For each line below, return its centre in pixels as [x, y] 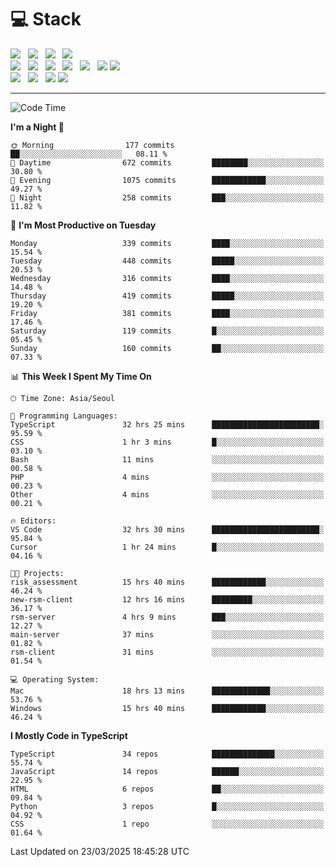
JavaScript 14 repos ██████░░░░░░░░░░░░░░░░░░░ [167, 771]
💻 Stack [46, 19]
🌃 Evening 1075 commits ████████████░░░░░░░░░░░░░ [167, 180]
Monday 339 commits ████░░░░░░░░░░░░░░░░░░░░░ [167, 243]
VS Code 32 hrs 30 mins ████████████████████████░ [167, 529]
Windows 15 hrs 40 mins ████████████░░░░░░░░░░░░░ [167, 708]
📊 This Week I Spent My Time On [81, 376]
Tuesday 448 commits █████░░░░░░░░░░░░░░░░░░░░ [167, 261]
